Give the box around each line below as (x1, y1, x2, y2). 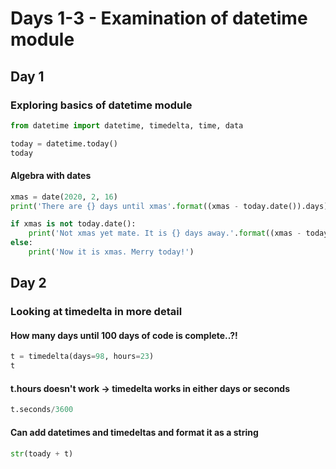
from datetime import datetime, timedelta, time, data (10, 120, 244, 131)
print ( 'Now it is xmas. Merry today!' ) (28, 247, 195, 257)
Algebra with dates (10, 170, 92, 182)
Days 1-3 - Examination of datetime (10, 7, 308, 30)
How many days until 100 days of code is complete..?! (10, 329, 238, 341)
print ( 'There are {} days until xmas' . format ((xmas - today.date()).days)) (10, 201, 333, 211)
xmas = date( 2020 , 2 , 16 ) (10, 192, 118, 202)
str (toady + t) (10, 448, 74, 459)
